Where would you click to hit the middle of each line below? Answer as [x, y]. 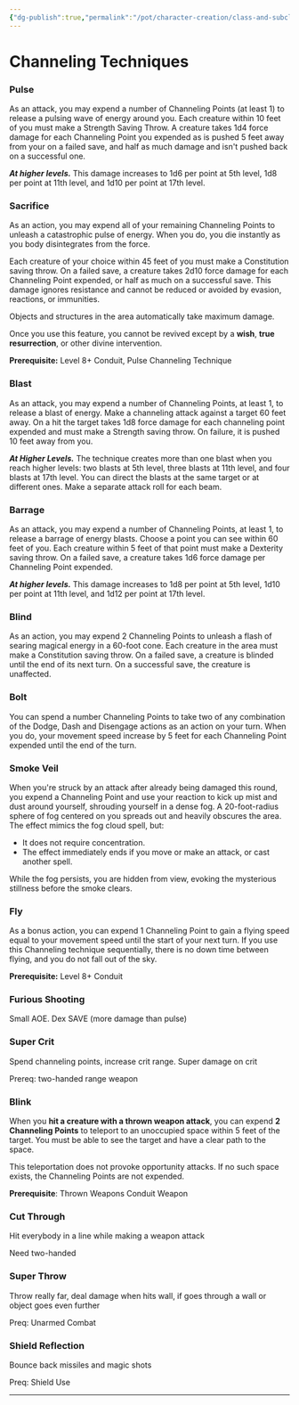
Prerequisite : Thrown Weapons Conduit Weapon [99, 1194]
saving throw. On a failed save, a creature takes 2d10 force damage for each [149, 271]
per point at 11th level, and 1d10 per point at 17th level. [107, 183]
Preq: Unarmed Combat [53, 1322]
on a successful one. [48, 156]
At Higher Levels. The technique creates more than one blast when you [141, 458]
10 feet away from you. [51, 441]
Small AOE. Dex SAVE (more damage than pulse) [98, 1019]
